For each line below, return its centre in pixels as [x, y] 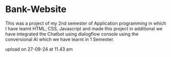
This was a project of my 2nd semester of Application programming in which [86, 23]
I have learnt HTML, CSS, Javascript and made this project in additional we [84, 28]
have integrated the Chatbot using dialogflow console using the [72, 34]
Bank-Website [36, 9]
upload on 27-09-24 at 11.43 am [39, 49]
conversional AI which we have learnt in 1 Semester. [60, 39]
